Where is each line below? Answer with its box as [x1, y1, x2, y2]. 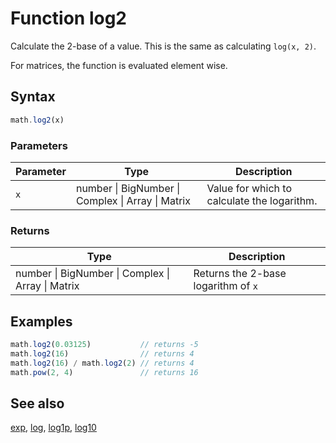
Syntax [10, 88, 56, 106]
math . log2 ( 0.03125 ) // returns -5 [10, 340, 199, 350]
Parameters [10, 138, 68, 152]
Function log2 [10, 7, 127, 30]
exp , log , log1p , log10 [10, 422, 97, 434]
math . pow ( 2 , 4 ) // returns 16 [10, 367, 199, 377]
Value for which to [206, 181, 292, 195]
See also [10, 395, 65, 412]
